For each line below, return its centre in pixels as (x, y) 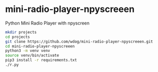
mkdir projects (21, 32)
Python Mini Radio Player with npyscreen (47, 23)
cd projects (17, 37)
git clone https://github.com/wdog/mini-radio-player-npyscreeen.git (79, 41)
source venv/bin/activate (32, 55)
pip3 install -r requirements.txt (41, 60)
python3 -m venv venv (28, 51)
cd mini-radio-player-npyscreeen (40, 46)
